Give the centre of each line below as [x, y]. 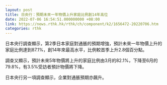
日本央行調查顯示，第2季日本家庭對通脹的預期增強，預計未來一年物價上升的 [84, 44]
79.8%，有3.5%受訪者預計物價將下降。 [46, 67]
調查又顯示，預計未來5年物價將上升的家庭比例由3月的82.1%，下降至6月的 [82, 60]
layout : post [19, 10]
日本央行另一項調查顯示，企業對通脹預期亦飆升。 [56, 77]
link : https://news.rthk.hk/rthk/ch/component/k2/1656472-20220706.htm [82, 24]
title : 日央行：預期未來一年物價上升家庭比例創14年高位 [57, 15]
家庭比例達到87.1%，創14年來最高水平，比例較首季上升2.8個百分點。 [76, 50]
